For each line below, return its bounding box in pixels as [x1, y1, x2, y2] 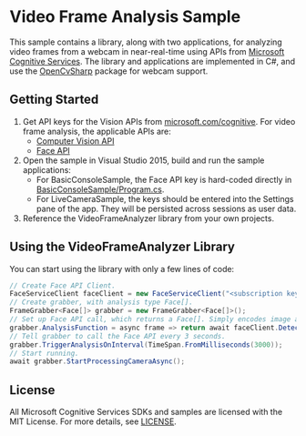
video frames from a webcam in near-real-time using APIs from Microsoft [9, 46, 285, 56]
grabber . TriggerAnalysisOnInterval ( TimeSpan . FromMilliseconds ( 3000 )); [9, 340, 283, 350]
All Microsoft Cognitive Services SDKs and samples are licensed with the [9, 407, 283, 418]
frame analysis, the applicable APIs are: [22, 126, 171, 137]
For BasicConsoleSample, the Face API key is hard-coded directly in [36, 174, 292, 185]
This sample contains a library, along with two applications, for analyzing [9, 36, 282, 47]
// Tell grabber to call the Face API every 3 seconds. [9, 331, 226, 340]
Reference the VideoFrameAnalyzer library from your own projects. [22, 212, 275, 224]
